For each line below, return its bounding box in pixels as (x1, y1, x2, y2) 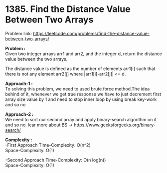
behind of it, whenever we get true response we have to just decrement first (5, 91, 162, 97)
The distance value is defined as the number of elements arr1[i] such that (5, 66, 156, 72)
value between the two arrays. (5, 56, 68, 62)
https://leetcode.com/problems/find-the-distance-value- (33, 30, 150, 36)
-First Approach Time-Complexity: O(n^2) (5, 142, 91, 148)
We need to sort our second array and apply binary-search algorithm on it (5, 116, 157, 122)
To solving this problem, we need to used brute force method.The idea (5, 86, 150, 91)
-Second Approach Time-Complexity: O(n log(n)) (5, 157, 106, 163)
